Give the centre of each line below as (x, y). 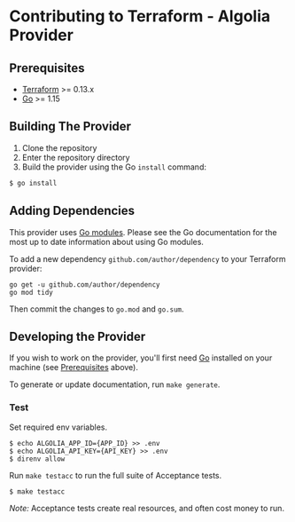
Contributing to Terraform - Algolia (140, 16)
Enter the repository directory (76, 157)
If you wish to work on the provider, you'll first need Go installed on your (141, 358)
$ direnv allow (37, 459)
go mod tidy (31, 292)
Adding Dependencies (72, 211)
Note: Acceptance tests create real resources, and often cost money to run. (147, 509)
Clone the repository (59, 147)
